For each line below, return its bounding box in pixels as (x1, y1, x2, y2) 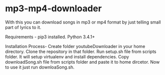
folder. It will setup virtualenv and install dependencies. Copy (5, 53, 129, 59)
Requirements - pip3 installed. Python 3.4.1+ (5, 34, 95, 40)
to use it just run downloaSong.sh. (5, 64, 75, 70)
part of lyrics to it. (5, 24, 41, 30)
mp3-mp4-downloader (5, 3, 102, 14)
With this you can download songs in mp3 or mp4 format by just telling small (5, 19, 161, 25)
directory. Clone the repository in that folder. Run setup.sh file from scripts (5, 49, 157, 54)
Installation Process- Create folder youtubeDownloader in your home (5, 43, 146, 49)
